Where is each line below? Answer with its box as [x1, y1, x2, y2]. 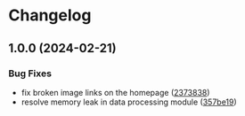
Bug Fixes [8, 67, 53, 80]
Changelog [8, 5, 92, 26]
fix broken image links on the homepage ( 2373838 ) [20, 87, 210, 97]
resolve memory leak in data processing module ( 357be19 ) [20, 97, 237, 107]
